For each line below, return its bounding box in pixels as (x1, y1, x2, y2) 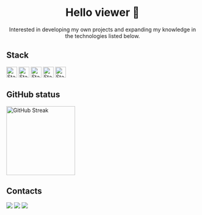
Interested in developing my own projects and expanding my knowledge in (9, 26, 197, 33)
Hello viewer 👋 (65, 6, 140, 20)
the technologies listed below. (65, 32, 140, 39)
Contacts (6, 186, 43, 196)
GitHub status (6, 89, 60, 100)
